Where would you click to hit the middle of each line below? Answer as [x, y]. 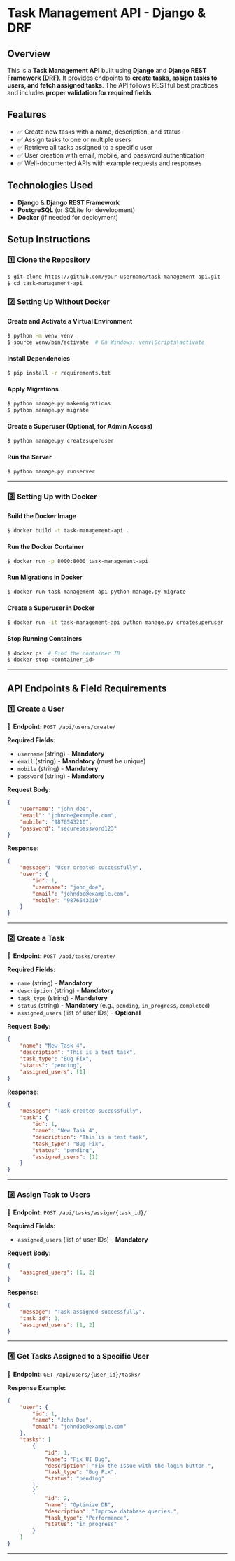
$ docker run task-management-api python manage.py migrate [97, 592]
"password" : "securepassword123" [69, 828]
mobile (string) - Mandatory [58, 769]
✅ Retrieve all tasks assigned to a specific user [85, 147]
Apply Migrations [33, 389]
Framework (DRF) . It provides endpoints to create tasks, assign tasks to [112, 78]
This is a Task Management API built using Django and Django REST [107, 70]
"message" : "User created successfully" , [81, 868]
